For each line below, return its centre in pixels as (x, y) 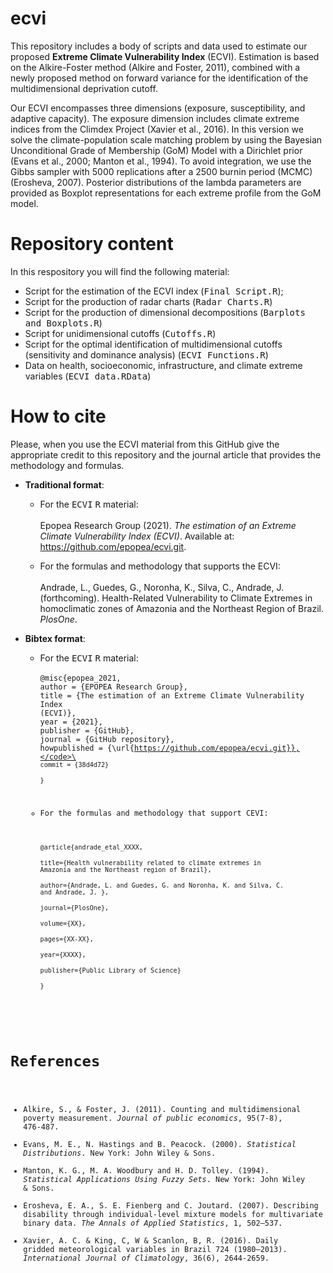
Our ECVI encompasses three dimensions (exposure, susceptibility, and (158, 108)
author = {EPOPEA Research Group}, (113, 687)
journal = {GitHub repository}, (107, 739)
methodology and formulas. (67, 465)
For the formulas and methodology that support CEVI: (154, 813)
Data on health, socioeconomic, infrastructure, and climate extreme (163, 365)
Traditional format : (64, 484)
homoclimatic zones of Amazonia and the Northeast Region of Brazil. (181, 608)
